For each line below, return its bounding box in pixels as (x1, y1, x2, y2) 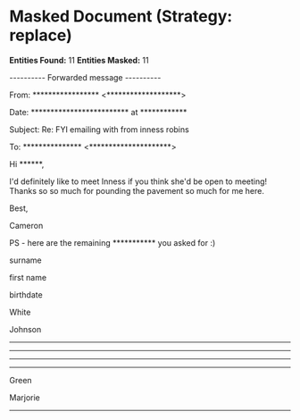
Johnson (9, 323, 42, 334)
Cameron (9, 220, 44, 231)
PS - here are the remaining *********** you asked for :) (9, 237, 216, 248)
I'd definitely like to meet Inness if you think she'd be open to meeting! (9, 176, 268, 187)
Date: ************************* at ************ (9, 106, 187, 117)
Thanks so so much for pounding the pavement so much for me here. (9, 185, 265, 196)
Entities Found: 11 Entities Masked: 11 (9, 55, 149, 65)
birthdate (9, 289, 43, 300)
